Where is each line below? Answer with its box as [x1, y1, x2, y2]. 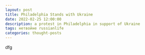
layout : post [5, 7, 33, 12]
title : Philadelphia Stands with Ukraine [5, 12, 93, 17]
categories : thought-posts [5, 30, 62, 35]
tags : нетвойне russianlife [5, 26, 64, 31]
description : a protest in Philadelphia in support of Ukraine [5, 21, 140, 26]
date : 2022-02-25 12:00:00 [5, 16, 62, 21]
